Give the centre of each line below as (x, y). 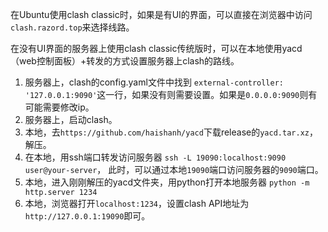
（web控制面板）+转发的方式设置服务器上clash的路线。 (125, 61)
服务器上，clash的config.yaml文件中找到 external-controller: (154, 82)
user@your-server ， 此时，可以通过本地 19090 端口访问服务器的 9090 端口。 (174, 169)
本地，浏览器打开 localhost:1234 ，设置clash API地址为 (137, 203)
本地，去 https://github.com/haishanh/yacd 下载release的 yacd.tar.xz (167, 132)
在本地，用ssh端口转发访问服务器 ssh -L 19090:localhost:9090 (155, 157)
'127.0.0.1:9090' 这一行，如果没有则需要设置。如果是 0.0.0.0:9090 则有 (171, 94)
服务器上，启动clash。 (71, 119)
